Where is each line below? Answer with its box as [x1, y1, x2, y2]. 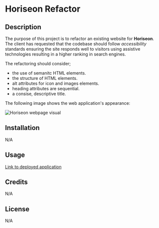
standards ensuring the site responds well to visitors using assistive [5, 46, 141, 52]
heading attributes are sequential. [12, 86, 80, 91]
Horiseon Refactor [5, 3, 81, 15]
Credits [5, 178, 28, 186]
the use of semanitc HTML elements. [12, 70, 86, 76]
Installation [5, 124, 40, 132]
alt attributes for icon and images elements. [12, 80, 100, 86]
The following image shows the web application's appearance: [5, 100, 130, 106]
